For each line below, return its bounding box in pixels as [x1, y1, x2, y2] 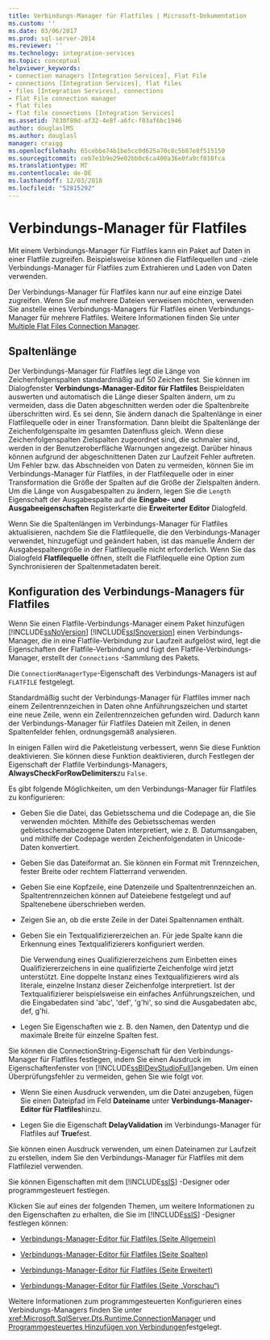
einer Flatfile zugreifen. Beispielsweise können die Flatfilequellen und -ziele [8, 254, 259, 264]
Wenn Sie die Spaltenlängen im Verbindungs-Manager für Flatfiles [8, 518, 228, 528]
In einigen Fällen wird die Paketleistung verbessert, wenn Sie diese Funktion [8, 743, 260, 752]
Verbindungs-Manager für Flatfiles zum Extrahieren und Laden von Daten [8, 263, 252, 273]
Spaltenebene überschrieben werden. [19, 900, 147, 909]
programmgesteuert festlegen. [8, 1186, 110, 1196]
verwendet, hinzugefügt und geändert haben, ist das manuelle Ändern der [8, 535, 255, 545]
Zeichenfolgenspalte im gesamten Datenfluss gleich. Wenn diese [8, 426, 224, 435]
